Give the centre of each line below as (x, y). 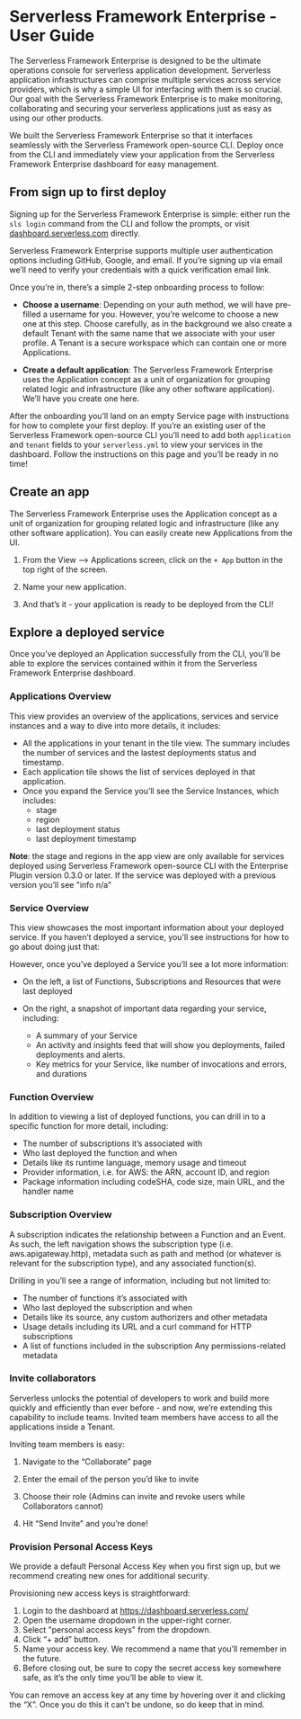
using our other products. (57, 118)
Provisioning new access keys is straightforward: (100, 1593)
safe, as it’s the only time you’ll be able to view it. (113, 1678)
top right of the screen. (65, 569)
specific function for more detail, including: (89, 1126)
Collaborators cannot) (63, 1506)
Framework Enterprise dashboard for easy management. (114, 164)
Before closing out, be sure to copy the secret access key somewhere (151, 1668)
